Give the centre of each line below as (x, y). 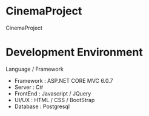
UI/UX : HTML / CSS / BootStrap (55, 100)
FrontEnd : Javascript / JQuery (53, 93)
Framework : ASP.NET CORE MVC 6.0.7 (64, 80)
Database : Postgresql (42, 106)
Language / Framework (35, 69)
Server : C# (29, 87)
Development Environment (74, 52)
